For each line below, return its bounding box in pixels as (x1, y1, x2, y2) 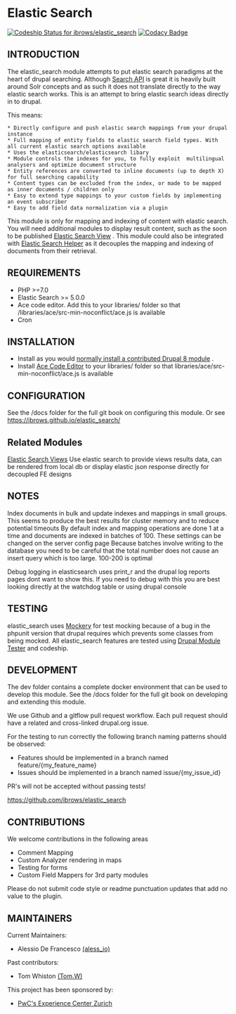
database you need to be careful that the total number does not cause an (7, 546, 219, 555)
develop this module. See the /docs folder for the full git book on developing (7, 691, 228, 699)
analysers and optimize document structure (7, 161, 137, 168)
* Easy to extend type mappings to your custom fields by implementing (7, 192, 221, 199)
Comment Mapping (17, 849, 74, 857)
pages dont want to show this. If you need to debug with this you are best (7, 575, 221, 583)
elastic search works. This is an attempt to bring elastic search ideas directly (7, 89, 229, 98)
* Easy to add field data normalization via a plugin (7, 204, 169, 212)
